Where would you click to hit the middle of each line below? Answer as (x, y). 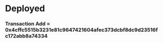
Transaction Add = (28, 24)
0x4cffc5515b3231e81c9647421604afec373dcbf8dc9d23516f (81, 30)
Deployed (25, 9)
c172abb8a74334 (27, 36)
